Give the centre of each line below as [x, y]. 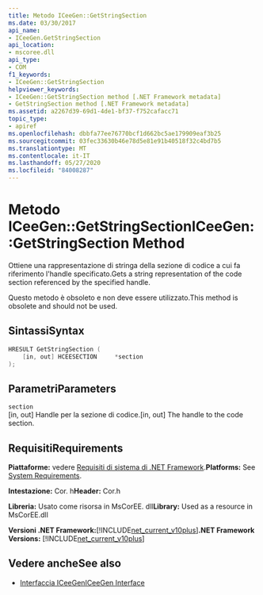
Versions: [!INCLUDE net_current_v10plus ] [76, 539]
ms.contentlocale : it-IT [49, 155]
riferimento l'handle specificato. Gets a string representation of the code [125, 274]
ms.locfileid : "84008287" [51, 171]
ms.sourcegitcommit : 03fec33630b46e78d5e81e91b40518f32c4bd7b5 [115, 141]
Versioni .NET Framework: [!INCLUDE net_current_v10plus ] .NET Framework [131, 530]
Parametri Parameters [62, 388]
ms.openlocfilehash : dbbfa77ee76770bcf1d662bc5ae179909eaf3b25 [115, 133]
